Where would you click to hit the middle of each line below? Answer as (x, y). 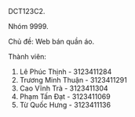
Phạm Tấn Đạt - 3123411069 (65, 96)
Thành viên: (27, 57)
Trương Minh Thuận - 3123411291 (73, 80)
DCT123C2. (27, 11)
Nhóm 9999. (28, 26)
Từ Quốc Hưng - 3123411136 (65, 105)
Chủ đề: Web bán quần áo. (51, 41)
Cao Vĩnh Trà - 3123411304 (64, 88)
